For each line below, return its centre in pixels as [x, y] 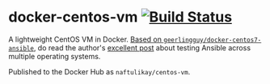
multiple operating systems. [55, 56]
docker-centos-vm [73, 17]
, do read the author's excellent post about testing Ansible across [142, 47]
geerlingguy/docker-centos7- [212, 40]
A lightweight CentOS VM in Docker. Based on [85, 39]
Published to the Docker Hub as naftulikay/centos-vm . [99, 71]
